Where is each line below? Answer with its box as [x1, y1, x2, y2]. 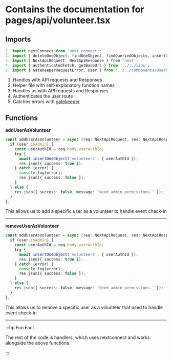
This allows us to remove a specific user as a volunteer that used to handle [5, 304, 163, 310]
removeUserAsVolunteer [5, 223, 59, 229]
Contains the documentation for [5, 4, 144, 15]
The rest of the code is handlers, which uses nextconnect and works [5, 334, 150, 341]
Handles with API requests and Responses [12, 77, 102, 83]
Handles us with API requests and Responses [12, 88, 109, 94]
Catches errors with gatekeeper [12, 98, 80, 105]
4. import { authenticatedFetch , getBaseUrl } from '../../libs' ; [5, 63, 150, 68]
